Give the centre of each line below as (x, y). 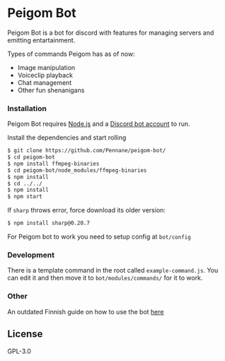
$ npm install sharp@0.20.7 (49, 223)
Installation (27, 108)
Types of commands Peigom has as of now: (71, 54)
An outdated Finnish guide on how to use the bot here (86, 311)
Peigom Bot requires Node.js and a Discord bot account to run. (99, 124)
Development (31, 255)
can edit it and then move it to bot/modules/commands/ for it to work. (105, 278)
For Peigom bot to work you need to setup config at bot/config (99, 237)
